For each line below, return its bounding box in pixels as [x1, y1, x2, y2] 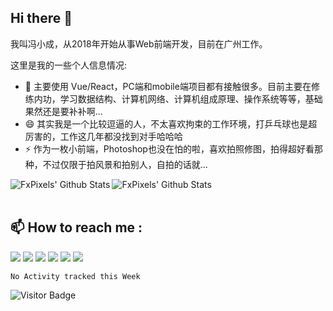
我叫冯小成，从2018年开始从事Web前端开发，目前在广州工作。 [10, 37, 268, 50]
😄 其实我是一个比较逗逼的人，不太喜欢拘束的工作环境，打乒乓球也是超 [24, 117, 318, 130]
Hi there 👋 [10, 10, 73, 27]
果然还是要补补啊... [24, 105, 103, 117]
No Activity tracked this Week [10, 271, 141, 281]
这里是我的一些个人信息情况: [10, 59, 128, 71]
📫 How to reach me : [10, 219, 143, 236]
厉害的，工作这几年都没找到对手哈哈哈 [24, 130, 183, 142]
